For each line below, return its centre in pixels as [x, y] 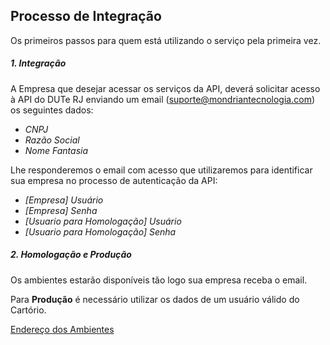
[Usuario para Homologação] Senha [100, 231]
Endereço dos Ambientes [62, 329]
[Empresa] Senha [61, 210]
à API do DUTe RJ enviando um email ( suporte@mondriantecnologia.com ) [162, 99]
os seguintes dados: [52, 110]
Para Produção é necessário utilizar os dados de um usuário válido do [155, 299]
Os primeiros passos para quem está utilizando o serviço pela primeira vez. [166, 40]
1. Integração [38, 63]
